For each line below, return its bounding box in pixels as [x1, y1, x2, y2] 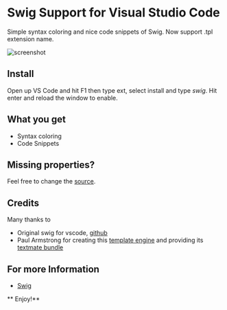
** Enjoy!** [7, 295, 40, 303]
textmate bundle [16, 243, 64, 252]
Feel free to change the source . [7, 177, 96, 186]
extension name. [7, 34, 54, 43]
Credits [7, 197, 40, 209]
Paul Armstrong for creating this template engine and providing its [16, 236, 204, 245]
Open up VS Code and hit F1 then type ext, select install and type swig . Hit [7, 86, 217, 94]
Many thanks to [7, 215, 51, 224]
